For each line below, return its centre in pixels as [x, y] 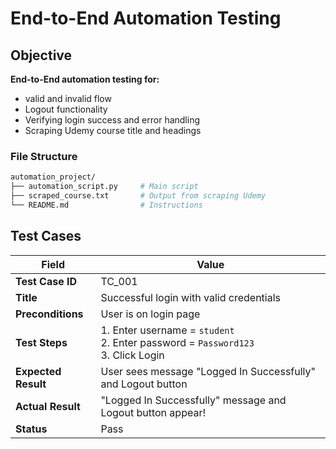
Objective [41, 55]
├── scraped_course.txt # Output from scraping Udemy [138, 196]
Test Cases [46, 236]
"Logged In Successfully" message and [193, 400]
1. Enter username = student [167, 330]
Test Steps [41, 342]
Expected [38, 371]
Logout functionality [66, 109]
